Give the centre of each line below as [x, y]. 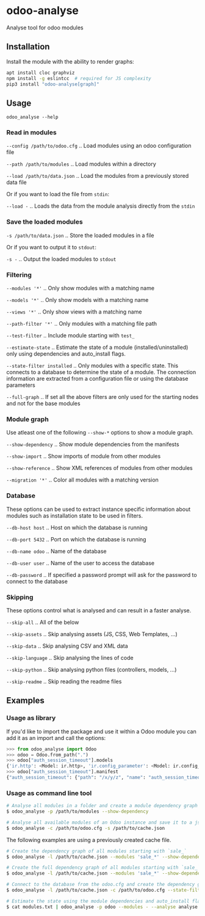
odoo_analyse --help [33, 117]
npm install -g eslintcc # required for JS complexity [79, 78]
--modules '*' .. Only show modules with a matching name [80, 288]
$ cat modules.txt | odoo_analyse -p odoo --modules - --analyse [91, 907]
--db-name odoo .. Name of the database [56, 551]
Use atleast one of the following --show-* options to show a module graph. [100, 433]
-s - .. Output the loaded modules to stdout [61, 259]
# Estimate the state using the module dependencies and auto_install [98, 901]
